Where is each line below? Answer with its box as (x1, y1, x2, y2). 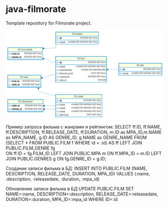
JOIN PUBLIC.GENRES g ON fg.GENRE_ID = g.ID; (6, 156, 107, 162)
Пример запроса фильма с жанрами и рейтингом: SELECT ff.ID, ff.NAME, (6, 124, 162, 130)
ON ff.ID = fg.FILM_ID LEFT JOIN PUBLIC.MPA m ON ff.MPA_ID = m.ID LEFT (6, 150, 162, 156)
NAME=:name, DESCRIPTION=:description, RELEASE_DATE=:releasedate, (6, 191, 158, 197)
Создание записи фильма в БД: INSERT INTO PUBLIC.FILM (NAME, (6, 165, 147, 171)
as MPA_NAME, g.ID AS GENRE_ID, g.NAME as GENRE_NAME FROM (6, 134, 147, 140)
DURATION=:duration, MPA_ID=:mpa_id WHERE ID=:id (6, 196, 118, 202)
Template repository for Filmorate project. (6, 20, 92, 26)
